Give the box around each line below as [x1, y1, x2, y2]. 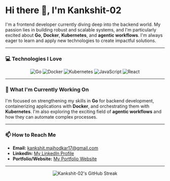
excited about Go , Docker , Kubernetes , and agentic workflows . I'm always [5, 32, 163, 38]
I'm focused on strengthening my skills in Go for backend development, [5, 97, 154, 103]
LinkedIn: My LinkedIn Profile [12, 150, 74, 156]
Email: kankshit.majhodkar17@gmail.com [12, 144, 99, 151]
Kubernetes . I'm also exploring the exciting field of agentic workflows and [5, 108, 162, 115]
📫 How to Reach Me [5, 131, 56, 138]
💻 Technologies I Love [5, 55, 62, 62]
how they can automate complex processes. [5, 114, 98, 120]
